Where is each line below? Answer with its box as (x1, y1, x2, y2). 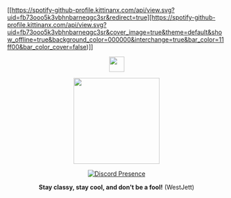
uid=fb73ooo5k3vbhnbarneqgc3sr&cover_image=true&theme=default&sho (7, 28, 223, 36)
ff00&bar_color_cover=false (7, 43, 87, 51)
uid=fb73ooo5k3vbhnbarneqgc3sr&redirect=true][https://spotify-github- (7, 13, 216, 22)
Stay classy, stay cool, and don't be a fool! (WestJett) (38, 183, 195, 191)
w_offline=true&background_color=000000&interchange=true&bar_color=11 (7, 35, 224, 44)
